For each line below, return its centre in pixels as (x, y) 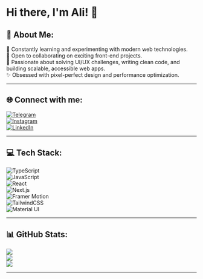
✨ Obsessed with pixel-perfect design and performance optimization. (93, 75)
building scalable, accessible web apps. (56, 68)
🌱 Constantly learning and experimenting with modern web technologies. (97, 49)
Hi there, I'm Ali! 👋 (52, 12)
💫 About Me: (30, 35)
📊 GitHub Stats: (37, 235)
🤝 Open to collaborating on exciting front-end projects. (74, 56)
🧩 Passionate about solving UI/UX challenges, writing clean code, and (93, 62)
